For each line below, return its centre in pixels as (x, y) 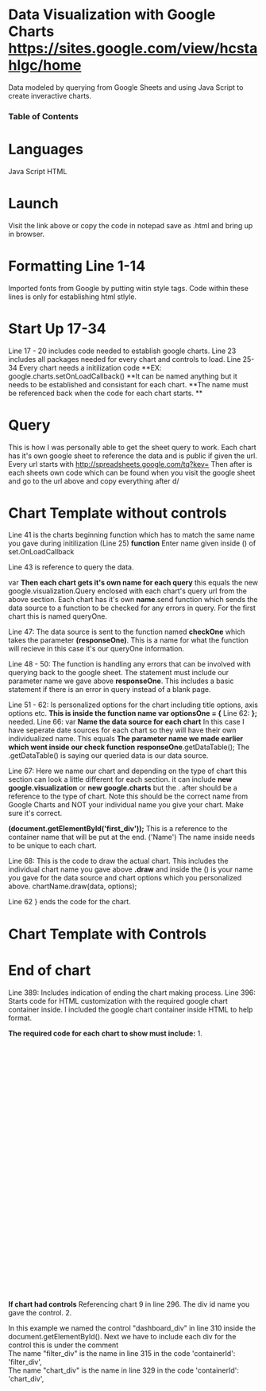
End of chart (50, 970)
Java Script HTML (38, 171)
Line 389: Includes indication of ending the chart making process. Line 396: (132, 993)
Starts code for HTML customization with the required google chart (118, 1001)
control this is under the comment (64, 1345)
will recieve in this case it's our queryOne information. (96, 649)
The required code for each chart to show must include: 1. (105, 1033)
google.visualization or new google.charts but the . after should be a (123, 788)
